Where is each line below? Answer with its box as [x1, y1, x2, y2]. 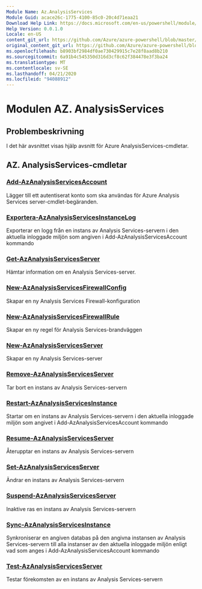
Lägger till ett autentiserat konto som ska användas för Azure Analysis [6, 192, 180, 199]
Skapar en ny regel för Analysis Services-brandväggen [6, 326, 142, 333]
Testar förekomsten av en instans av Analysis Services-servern [6, 576, 163, 583]
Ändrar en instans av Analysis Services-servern [6, 477, 124, 484]
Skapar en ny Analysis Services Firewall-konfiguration [6, 297, 140, 304]
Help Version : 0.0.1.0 [6, 25, 63, 32]
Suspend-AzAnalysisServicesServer [6, 492, 116, 500]
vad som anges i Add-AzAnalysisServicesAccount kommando [6, 547, 160, 555]
